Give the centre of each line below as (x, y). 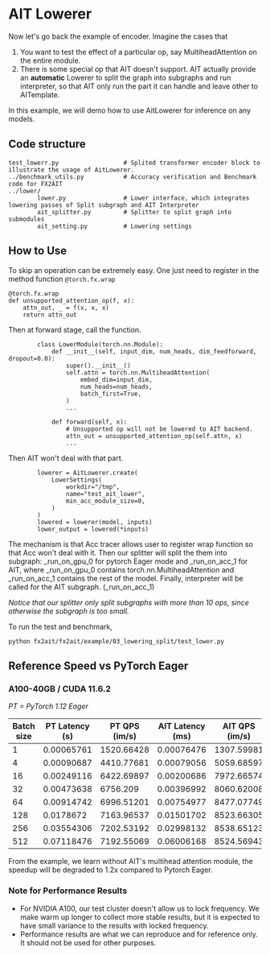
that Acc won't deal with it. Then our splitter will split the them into (118, 552)
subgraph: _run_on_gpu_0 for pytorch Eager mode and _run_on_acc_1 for (128, 561)
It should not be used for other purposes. (88, 942)
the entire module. (50, 60)
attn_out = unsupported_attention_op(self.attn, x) (154, 436)
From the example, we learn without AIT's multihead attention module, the (131, 862)
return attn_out (50, 315)
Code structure (47, 145)
